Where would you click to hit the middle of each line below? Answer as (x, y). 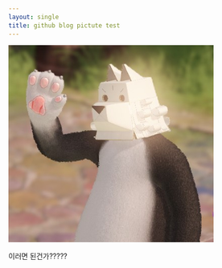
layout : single (34, 17)
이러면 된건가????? (38, 256)
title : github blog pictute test (64, 25)
